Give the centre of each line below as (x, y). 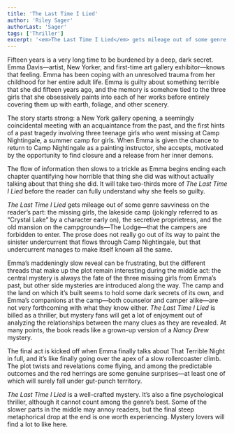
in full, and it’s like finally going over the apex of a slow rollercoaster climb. (114, 359)
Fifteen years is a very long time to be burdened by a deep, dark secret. (110, 60)
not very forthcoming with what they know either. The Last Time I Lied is (111, 308)
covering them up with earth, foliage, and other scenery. (88, 104)
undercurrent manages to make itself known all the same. (90, 250)
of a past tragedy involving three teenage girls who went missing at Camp (114, 133)
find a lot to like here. (38, 424)
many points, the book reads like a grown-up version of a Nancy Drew (108, 330)
